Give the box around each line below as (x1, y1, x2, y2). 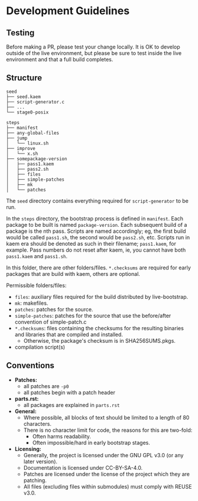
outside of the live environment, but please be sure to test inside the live (6, 50, 182, 57)
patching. (23, 477, 47, 484)
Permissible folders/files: (6, 282, 67, 289)
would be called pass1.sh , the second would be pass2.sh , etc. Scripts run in (6, 233, 190, 240)
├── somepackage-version (6, 155, 67, 162)
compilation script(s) (14, 343, 66, 350)
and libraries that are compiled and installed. (14, 331, 123, 338)
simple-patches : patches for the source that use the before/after (14, 312, 171, 319)
